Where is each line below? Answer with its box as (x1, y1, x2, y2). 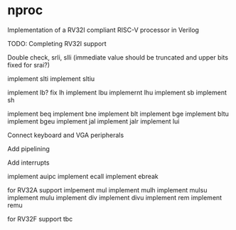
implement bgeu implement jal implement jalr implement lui (7, 116, 180, 126)
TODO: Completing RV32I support (7, 39, 107, 48)
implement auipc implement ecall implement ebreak (7, 172, 159, 180)
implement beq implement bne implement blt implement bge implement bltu (7, 109, 230, 118)
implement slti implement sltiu (7, 74, 95, 83)
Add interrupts (7, 158, 50, 167)
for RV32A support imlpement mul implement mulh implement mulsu (7, 185, 208, 194)
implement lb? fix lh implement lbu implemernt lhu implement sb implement (7, 88, 227, 97)
